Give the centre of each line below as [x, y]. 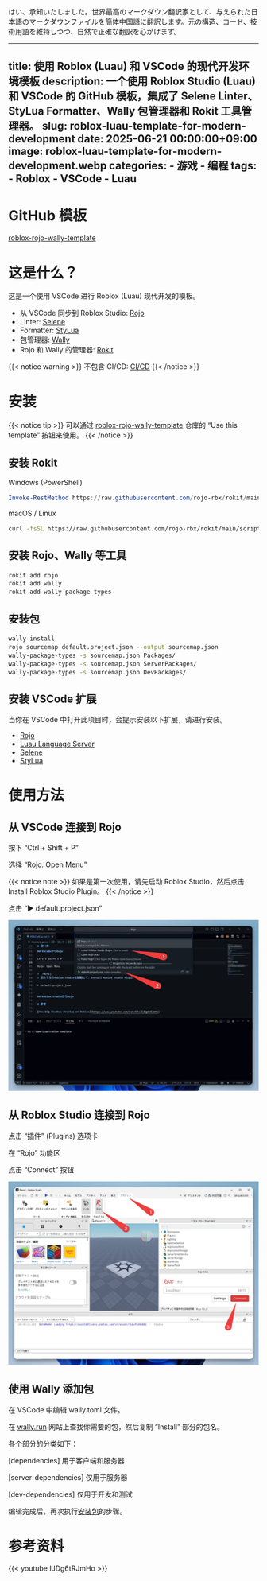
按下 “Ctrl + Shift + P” [44, 848]
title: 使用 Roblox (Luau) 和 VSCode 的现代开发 [124, 66]
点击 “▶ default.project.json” [55, 908]
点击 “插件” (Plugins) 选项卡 [53, 1136]
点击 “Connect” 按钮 [41, 1169]
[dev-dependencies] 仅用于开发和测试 [70, 1494]
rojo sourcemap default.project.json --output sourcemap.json [113, 647]
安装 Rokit [33, 462]
